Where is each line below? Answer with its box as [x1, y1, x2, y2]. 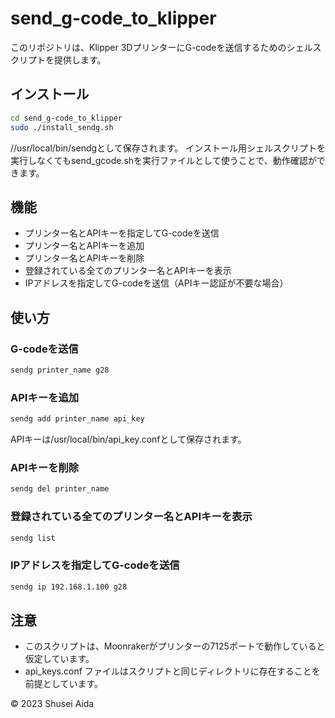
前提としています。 [24, 678, 103, 690]
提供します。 [53, 53, 107, 66]
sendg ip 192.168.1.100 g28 [10, 582, 128, 592]
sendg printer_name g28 [10, 365, 110, 375]
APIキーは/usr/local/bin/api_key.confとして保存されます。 [10, 433, 247, 446]
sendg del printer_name [10, 484, 110, 494]
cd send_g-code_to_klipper [10, 113, 123, 123]
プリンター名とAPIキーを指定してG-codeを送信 [24, 227, 220, 239]
